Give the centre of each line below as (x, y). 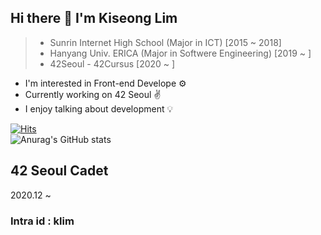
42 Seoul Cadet (59, 171)
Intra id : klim (42, 221)
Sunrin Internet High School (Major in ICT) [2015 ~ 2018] (165, 42)
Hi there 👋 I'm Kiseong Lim (94, 18)
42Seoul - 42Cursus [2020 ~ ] (112, 63)
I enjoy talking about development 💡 (99, 108)
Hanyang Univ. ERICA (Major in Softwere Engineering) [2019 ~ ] (180, 53)
